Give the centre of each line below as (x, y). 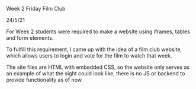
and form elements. (30, 38)
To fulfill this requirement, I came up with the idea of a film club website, (94, 49)
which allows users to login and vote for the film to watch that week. (89, 55)
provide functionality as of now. (44, 80)
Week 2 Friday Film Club (36, 9)
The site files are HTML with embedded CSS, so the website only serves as (98, 67)
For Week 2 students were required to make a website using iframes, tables (98, 31)
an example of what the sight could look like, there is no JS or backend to (96, 73)
